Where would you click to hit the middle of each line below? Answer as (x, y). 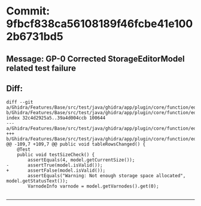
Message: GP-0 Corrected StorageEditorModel (95, 59)
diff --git (20, 102)
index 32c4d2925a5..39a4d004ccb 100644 (56, 118)
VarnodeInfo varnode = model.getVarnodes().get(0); (94, 186)
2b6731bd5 (35, 37)
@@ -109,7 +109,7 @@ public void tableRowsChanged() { (76, 144)
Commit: (28, 11)
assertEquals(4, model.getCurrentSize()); (81, 160)
